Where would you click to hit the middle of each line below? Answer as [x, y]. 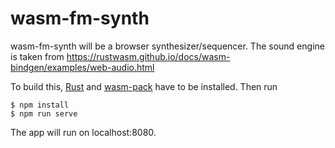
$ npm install [40, 105]
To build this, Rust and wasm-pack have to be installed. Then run [144, 86]
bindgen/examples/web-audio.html [82, 67]
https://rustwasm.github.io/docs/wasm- [148, 56]
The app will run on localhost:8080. [83, 132]
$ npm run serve [44, 113]
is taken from [37, 56]
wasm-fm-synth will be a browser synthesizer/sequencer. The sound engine [167, 46]
